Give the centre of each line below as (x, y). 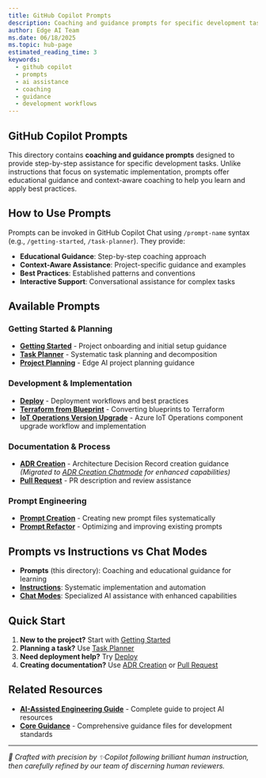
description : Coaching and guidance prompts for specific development (127, 23)
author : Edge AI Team (44, 30)
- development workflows (56, 104)
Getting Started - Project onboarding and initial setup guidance (123, 346)
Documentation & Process (59, 446)
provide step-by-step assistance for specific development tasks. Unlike (125, 163)
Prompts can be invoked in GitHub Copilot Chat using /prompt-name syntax (129, 232)
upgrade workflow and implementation (83, 426)
